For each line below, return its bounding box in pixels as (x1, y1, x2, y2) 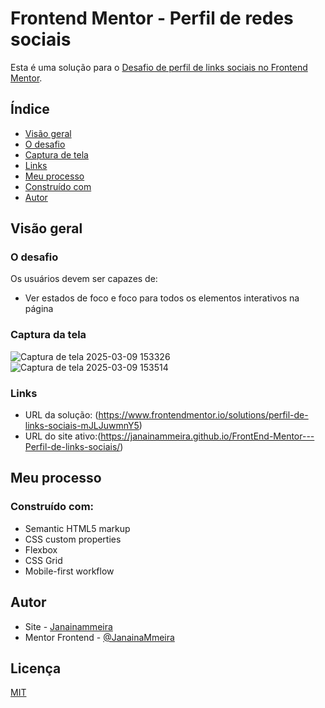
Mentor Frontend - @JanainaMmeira (24, 631, 175, 643)
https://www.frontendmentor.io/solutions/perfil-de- (98, 409, 309, 421)
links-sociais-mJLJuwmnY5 (24, 420, 140, 432)
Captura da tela (10, 328, 87, 342)
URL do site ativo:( (24, 430, 102, 442)
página (24, 303, 54, 315)
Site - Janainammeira (24, 620, 113, 632)
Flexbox (24, 543, 58, 556)
